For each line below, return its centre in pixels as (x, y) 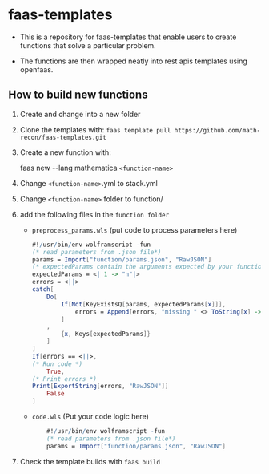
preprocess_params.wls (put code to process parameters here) (134, 229)
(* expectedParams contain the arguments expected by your (132, 267)
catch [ (43, 290)
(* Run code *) (57, 364)
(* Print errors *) (64, 379)
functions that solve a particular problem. (88, 45)
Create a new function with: (66, 152)
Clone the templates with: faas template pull (95, 129)
